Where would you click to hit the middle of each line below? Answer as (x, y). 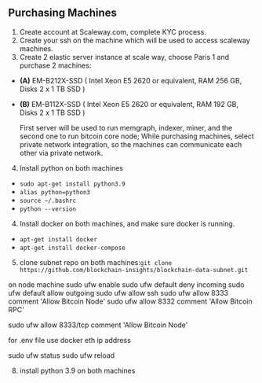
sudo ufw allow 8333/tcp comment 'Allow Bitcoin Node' (98, 325)
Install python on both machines (71, 168)
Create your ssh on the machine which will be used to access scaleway (135, 40)
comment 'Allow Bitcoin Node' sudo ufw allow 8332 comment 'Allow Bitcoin (130, 301)
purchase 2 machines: (55, 65)
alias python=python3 (55, 192)
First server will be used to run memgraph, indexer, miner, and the (126, 127)
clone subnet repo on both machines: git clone (96, 262)
